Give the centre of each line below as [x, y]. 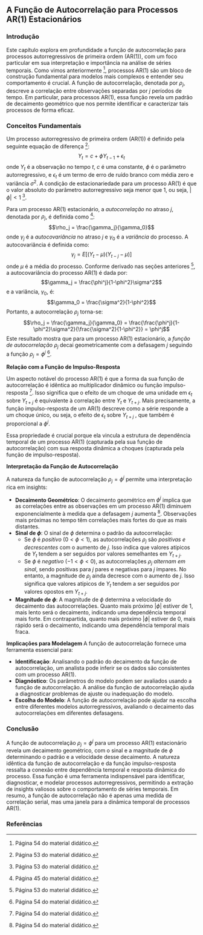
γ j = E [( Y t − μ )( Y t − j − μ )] [101, 255]
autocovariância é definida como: [48, 245]
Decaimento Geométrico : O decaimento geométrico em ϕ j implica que [103, 499]
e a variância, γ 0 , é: [31, 292]
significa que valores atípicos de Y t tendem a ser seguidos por [102, 585]
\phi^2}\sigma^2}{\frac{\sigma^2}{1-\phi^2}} [88, 329]
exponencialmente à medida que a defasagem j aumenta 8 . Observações [106, 513]
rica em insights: [27, 487]
